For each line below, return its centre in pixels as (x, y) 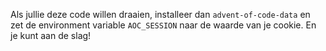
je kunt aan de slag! (51, 35)
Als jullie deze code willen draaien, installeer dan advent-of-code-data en (160, 14)
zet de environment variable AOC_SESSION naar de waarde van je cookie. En (163, 25)
